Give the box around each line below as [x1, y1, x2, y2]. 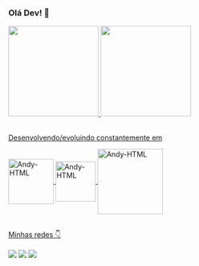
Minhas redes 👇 [8, 230, 62, 239]
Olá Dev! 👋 [8, 7, 50, 18]
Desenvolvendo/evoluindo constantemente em [8, 133, 163, 143]
